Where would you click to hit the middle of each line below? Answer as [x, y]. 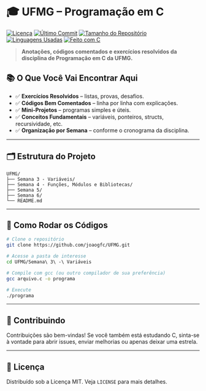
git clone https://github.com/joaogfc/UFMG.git [68, 245]
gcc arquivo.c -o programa [41, 278]
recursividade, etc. [39, 124]
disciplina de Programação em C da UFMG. [77, 58]
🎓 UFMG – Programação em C [85, 12]
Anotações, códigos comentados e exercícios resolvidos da [99, 51]
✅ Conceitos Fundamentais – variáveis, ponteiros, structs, [90, 117]
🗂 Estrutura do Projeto [51, 156]
